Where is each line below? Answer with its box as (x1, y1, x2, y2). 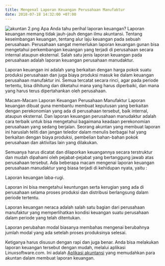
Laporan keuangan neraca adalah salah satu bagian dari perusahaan (5, 204, 145, 210)
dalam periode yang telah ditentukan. (5, 214, 81, 220)
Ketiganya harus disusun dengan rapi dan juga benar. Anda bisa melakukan (5, 239, 159, 245)
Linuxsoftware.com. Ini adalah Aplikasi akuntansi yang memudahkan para (5, 250, 155, 256)
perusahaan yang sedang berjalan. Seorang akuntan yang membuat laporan (5, 123, 161, 129)
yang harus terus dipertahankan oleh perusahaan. (5, 88, 107, 94)
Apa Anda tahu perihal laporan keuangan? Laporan (40, 25, 145, 31)
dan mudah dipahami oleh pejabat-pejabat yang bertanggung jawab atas (5, 154, 154, 160)
